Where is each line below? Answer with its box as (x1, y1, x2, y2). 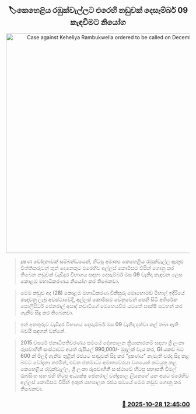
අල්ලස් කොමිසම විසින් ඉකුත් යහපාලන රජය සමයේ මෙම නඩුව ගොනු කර (20, 378, 181, 385)
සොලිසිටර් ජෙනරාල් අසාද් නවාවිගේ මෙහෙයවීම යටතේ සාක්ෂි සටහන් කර (20, 302, 183, 309)
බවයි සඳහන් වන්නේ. (20, 327, 66, 334)
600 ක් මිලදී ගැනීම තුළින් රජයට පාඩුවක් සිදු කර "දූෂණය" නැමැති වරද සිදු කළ (20, 352, 190, 359)
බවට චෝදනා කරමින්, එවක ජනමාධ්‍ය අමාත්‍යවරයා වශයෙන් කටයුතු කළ (20, 358, 177, 365)
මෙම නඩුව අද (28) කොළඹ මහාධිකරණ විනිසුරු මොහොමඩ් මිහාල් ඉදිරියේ (20, 289, 185, 296)
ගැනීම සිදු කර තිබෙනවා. (20, 309, 74, 316)
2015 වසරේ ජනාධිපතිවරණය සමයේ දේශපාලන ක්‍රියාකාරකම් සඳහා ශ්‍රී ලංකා (20, 339, 185, 346)
